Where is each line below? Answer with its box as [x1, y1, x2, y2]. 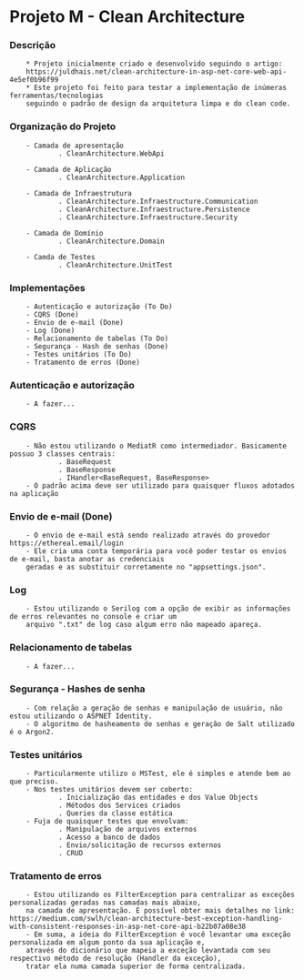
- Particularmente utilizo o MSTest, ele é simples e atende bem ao [25, 769, 291, 779]
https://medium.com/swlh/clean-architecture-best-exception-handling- [9, 914, 283, 924]
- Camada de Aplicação [25, 165, 112, 174]
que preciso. [9, 777, 59, 786]
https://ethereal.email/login [9, 539, 125, 548]
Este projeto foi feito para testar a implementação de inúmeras [33, 84, 287, 93]
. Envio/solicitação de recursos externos [57, 841, 222, 850]
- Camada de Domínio [25, 228, 104, 237]
